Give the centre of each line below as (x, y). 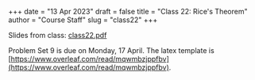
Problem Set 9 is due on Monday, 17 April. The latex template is (111, 50)
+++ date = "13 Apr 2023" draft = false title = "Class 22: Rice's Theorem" (128, 11)
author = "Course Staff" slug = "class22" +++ (83, 20)
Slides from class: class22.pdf (58, 35)
